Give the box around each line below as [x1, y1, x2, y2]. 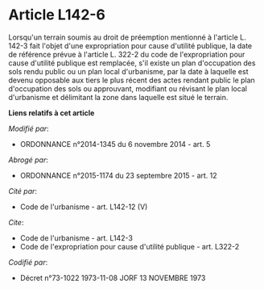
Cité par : [8, 186, 38, 195]
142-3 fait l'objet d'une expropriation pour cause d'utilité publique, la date [8, 40, 252, 50]
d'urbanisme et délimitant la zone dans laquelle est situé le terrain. [8, 92, 229, 102]
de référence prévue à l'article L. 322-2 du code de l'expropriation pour [8, 49, 245, 59]
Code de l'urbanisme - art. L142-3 [19, 232, 133, 243]
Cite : [8, 217, 24, 227]
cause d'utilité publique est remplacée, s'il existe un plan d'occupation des [8, 58, 256, 68]
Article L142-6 [8, 6, 106, 24]
